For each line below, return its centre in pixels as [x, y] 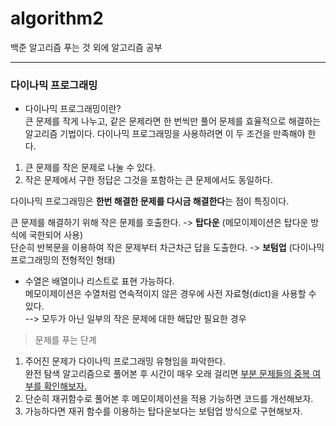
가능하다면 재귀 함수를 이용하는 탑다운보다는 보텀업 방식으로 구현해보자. [163, 411]
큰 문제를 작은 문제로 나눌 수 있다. [90, 168]
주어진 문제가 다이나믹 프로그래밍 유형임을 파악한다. [125, 361]
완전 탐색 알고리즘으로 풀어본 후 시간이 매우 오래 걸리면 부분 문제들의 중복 [167, 374]
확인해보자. [65, 386]
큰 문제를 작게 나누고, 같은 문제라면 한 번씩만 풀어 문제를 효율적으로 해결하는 [173, 121]
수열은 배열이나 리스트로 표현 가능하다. [99, 281]
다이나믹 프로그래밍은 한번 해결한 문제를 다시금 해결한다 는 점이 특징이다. [150, 201]
